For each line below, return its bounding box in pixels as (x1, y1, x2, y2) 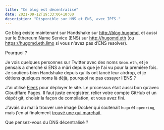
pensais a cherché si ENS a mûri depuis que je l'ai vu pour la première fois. (5, 65, 158, 70)
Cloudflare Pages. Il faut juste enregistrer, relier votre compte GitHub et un (5, 90, 157, 96)
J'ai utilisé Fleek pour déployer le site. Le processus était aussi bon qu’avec (5, 85, 160, 91)
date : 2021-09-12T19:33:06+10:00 (5, 12, 74, 17)
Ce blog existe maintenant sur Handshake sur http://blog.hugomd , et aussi (5, 30, 157, 36)
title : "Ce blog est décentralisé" (5, 7, 79, 12)
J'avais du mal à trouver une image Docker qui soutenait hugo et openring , (5, 104, 156, 111)
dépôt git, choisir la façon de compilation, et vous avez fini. (5, 95, 125, 101)
